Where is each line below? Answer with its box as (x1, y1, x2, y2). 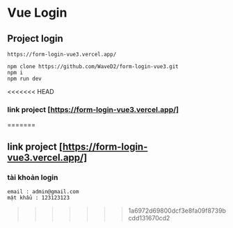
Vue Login (7, 5, 67, 21)
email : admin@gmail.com (7, 188, 79, 195)
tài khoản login (7, 172, 58, 182)
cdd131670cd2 (128, 213, 170, 222)
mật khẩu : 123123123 (7, 194, 70, 201)
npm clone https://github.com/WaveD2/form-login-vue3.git (7, 63, 179, 70)
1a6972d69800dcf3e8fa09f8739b (128, 206, 226, 215)
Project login (7, 33, 64, 44)
